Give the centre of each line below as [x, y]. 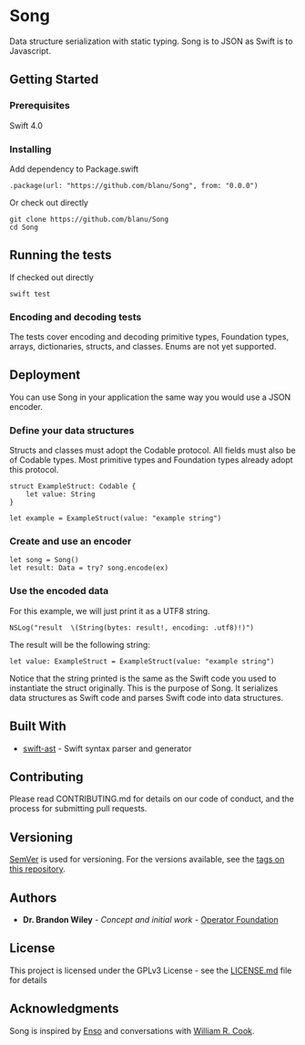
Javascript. [30, 50]
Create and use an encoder [71, 541]
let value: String [61, 495]
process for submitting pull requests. [78, 809]
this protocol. [34, 470]
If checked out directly [51, 277]
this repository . [38, 869]
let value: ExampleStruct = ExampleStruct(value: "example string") [142, 661]
